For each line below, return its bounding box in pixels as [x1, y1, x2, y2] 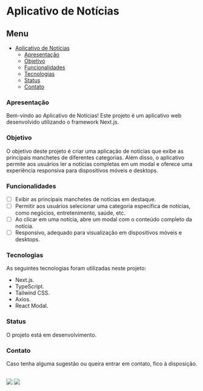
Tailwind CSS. [15, 289, 50, 296]
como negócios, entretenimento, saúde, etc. [15, 209, 126, 216]
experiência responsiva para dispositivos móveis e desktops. [6, 167, 159, 174]
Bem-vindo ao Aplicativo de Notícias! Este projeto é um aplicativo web [6, 112, 182, 119]
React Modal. [15, 302, 48, 310]
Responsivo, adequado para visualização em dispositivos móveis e [15, 229, 182, 236]
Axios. [15, 296, 32, 303]
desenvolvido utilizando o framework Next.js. [6, 118, 119, 125]
